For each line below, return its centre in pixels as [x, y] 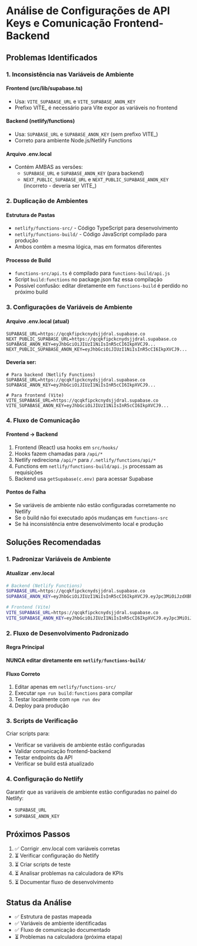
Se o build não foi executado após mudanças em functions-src [91, 518]
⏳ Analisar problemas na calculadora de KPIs [69, 873]
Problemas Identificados [52, 57]
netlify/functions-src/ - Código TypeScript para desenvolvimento [96, 228]
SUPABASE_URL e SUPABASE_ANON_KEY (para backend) [84, 173]
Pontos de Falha [26, 492]
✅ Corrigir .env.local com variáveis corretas [67, 848]
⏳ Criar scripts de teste [43, 864]
